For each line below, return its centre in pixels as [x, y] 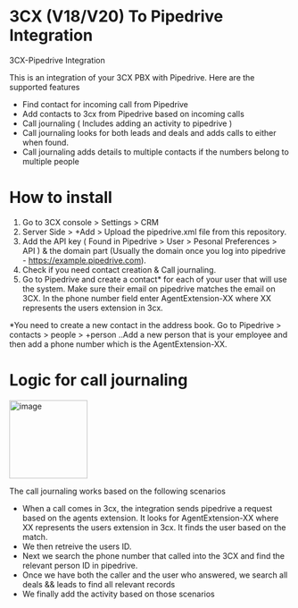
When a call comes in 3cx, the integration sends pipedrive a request [147, 508]
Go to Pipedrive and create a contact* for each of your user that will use [154, 279]
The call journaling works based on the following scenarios [117, 491]
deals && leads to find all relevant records [99, 584]
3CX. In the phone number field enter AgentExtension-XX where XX [147, 298]
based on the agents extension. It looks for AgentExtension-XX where [150, 518]
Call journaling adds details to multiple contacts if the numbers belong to [156, 152]
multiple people [51, 161]
